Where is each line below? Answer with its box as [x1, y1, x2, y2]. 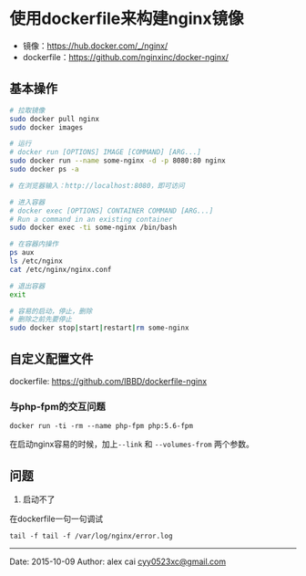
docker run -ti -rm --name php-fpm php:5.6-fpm [9, 422, 194, 431]
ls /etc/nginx [9, 257, 64, 266]
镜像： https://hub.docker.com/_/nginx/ [22, 40, 168, 51]
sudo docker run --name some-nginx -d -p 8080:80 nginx [9, 156, 226, 165]
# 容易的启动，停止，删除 [9, 307, 93, 316]
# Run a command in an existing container [9, 215, 173, 224]
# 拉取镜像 [9, 106, 46, 115]
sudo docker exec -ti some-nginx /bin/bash [9, 223, 178, 233]
